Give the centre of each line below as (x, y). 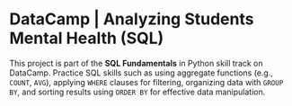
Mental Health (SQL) (87, 38)
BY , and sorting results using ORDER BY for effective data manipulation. (137, 92)
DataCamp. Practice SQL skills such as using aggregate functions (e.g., (142, 73)
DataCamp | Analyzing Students (132, 19)
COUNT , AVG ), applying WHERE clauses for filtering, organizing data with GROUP (146, 82)
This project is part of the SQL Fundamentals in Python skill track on (136, 63)
